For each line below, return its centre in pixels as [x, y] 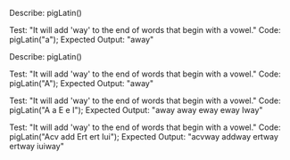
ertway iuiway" [37, 146]
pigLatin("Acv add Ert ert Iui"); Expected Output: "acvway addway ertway [144, 136]
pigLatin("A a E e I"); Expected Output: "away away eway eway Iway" [136, 110]
